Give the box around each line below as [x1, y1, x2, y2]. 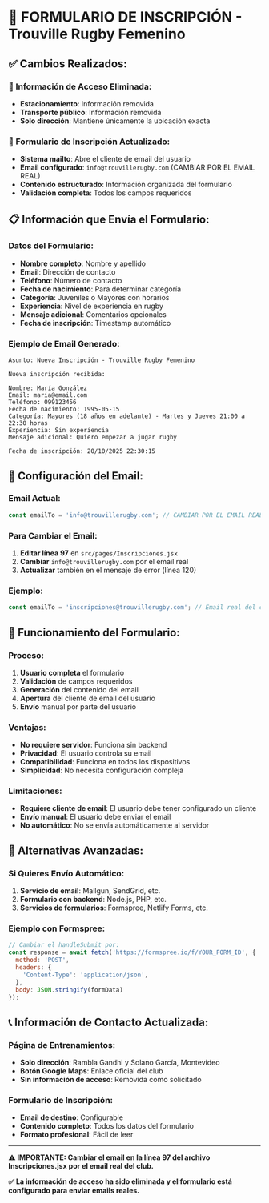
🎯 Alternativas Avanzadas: [8, 844, 144, 857]
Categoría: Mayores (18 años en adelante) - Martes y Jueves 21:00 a [8, 412, 246, 420]
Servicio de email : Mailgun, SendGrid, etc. [19, 886, 161, 896]
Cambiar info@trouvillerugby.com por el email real [19, 557, 189, 567]
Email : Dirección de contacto [19, 267, 116, 276]
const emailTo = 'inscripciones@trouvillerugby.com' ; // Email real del [8, 604, 256, 612]
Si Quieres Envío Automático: [8, 868, 125, 879]
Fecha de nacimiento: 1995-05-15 [8, 405, 120, 414]
